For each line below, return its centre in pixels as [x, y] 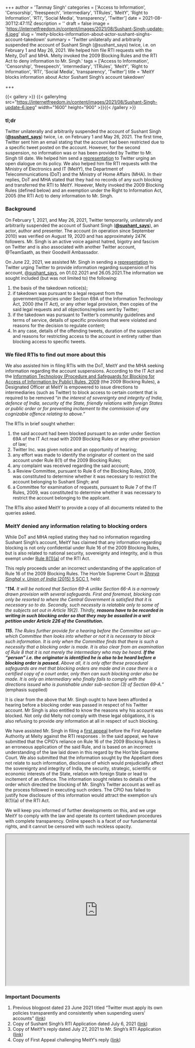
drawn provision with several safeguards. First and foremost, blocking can [83, 594]
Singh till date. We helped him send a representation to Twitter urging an [80, 158]
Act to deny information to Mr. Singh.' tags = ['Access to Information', [77, 61]
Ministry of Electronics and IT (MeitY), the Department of [64, 169]
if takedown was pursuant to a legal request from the [67, 293]
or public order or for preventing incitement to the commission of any [77, 408]
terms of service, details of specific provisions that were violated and [84, 320]
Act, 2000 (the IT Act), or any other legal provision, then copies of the [85, 304]
